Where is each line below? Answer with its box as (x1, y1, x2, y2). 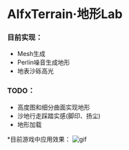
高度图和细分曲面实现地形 (17, 103, 90, 111)
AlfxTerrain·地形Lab (7, 6, 123, 22)
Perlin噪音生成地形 (17, 58, 70, 66)
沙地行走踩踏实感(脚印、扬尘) (17, 111, 101, 120)
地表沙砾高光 (17, 67, 54, 75)
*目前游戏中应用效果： (7, 135, 71, 143)
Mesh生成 (17, 50, 46, 58)
